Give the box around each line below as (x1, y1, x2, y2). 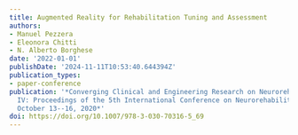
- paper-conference (9, 79, 82, 88)
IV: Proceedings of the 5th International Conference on (17, 95, 232, 105)
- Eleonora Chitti (9, 37, 77, 47)
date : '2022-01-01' (9, 54, 82, 63)
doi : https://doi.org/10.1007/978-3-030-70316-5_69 (9, 112, 204, 121)
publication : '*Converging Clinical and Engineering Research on (9, 87, 255, 96)
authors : (9, 21, 42, 30)
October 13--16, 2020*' (17, 104, 105, 113)
